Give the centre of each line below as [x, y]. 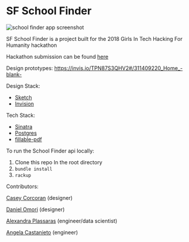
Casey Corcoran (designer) [40, 198]
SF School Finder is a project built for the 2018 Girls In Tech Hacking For [94, 39]
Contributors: [22, 186]
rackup [23, 175]
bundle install [34, 169]
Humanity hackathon [32, 45]
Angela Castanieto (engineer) [42, 232]
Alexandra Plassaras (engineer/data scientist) [62, 221]
